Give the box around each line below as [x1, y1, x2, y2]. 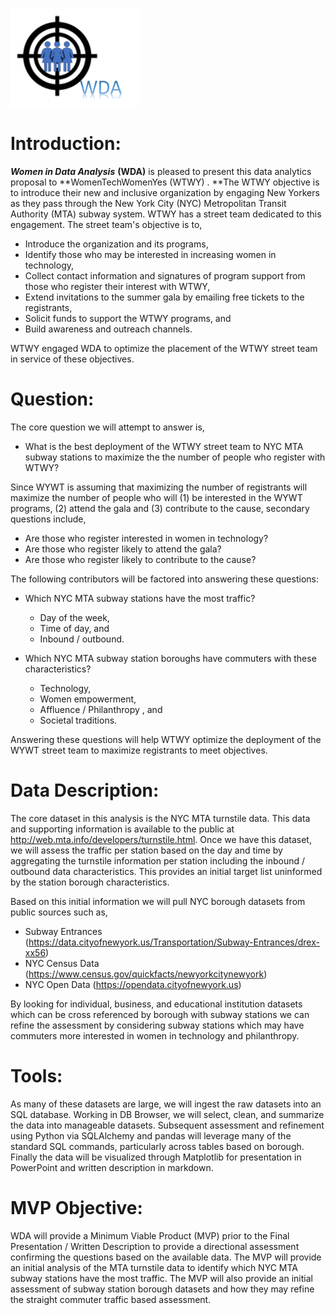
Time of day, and [39, 622, 110, 634]
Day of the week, [39, 611, 110, 623]
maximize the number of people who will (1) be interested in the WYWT [10, 491, 303, 503]
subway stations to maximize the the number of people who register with [24, 451, 326, 463]
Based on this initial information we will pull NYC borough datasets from [10, 895, 306, 907]
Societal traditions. [39, 714, 118, 726]
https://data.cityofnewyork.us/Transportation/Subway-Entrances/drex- [28, 936, 320, 948]
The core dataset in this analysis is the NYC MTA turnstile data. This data [10, 812, 311, 824]
